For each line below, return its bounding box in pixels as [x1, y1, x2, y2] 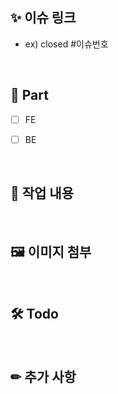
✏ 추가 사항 [10, 368, 77, 385]
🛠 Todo [10, 305, 59, 322]
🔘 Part [10, 87, 49, 104]
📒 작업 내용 [10, 185, 75, 202]
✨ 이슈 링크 [10, 9, 77, 27]
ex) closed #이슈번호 [24, 38, 109, 50]
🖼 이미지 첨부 [10, 243, 92, 260]
